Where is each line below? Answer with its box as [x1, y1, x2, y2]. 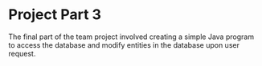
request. [8, 49, 36, 58]
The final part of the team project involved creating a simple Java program [8, 32, 255, 41]
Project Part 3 [8, 6, 102, 24]
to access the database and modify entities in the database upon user [8, 40, 239, 49]
